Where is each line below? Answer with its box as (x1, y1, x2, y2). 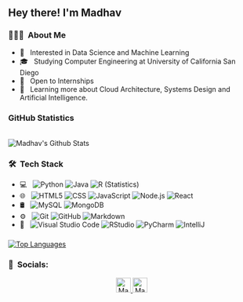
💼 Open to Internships (19, 76, 94, 86)
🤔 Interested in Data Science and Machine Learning (19, 47, 190, 57)
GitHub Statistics (8, 112, 74, 123)
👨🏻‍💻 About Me (8, 30, 67, 41)
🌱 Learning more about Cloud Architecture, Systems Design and (19, 84, 231, 93)
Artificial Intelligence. (19, 93, 89, 102)
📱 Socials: (8, 259, 49, 270)
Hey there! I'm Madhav (8, 6, 122, 20)
